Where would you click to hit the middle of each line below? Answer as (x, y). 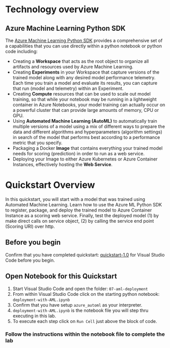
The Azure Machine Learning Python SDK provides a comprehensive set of (84, 40)
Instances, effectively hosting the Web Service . (63, 164)
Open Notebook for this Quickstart (61, 276)
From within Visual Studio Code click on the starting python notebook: (86, 294)
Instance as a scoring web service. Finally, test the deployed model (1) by (82, 215)
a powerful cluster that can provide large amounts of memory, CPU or (86, 110)
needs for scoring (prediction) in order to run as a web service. (79, 154)
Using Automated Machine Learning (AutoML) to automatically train (85, 121)
